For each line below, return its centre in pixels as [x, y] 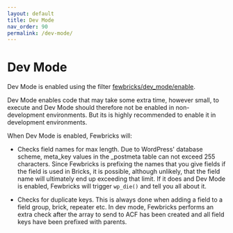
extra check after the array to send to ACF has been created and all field [121, 215]
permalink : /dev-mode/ [40, 33]
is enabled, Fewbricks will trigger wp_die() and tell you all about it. [112, 186]
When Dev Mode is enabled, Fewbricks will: [70, 136]
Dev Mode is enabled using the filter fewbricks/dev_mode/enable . [102, 87]
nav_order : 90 [28, 26]
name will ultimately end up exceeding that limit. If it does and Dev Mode [121, 179]
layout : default [31, 14]
